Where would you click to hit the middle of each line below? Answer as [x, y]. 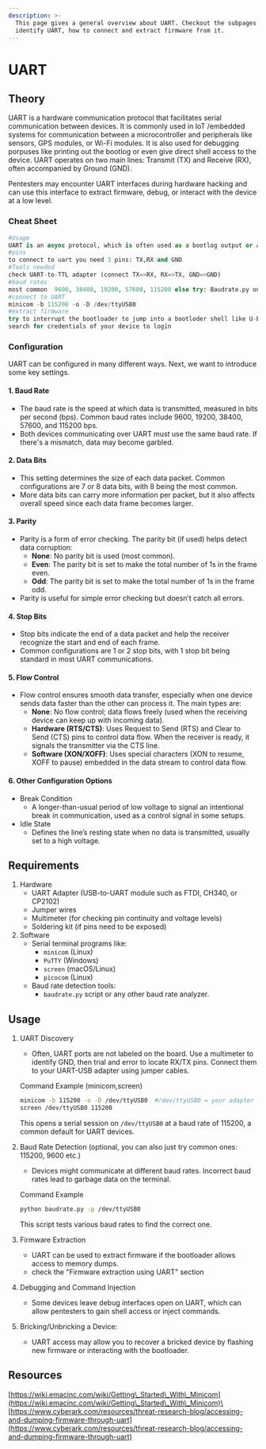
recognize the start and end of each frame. [90, 642]
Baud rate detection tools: [74, 986]
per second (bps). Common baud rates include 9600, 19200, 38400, [131, 417]
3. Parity [23, 522]
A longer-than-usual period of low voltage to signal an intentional [137, 807]
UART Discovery [46, 1039]
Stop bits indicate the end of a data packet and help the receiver [124, 634]
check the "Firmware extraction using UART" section [118, 1272]
